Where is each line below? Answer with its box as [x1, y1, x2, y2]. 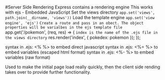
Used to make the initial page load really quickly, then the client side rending [5, 64, 161, 70]
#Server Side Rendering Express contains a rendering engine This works [5, 4, 153, 10]
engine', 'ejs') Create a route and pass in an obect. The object [5, 21, 144, 26]
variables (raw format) [5, 54, 50, 60]
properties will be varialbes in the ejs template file [5, 25, 123, 30]
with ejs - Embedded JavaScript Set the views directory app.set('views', [5, 9, 155, 15]
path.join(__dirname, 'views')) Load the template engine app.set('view [5, 15, 155, 20]
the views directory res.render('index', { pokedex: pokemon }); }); [5, 34, 141, 40]
